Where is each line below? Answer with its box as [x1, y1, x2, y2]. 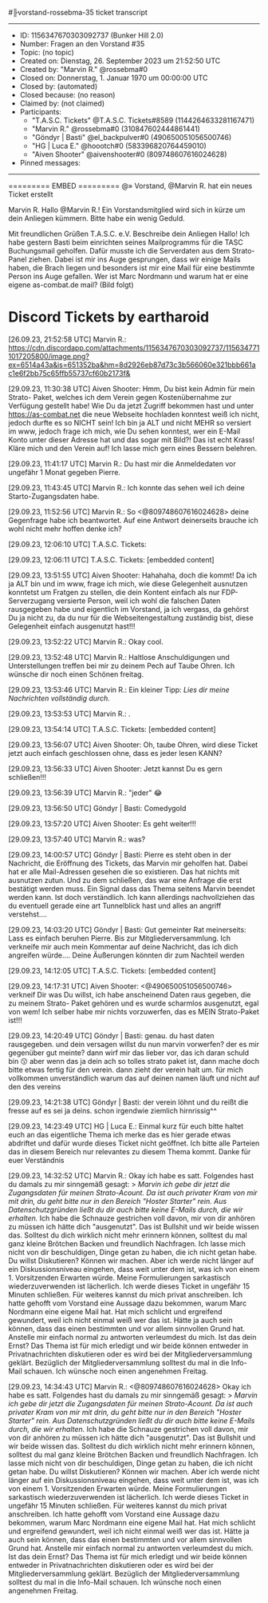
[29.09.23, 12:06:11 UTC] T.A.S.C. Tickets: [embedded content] [8, 554, 215, 564]
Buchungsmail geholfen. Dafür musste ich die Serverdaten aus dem [8, 246, 231, 255]
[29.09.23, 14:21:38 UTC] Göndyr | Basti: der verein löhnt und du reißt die [8, 1097, 249, 1107]
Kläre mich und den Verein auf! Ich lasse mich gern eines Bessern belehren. [8, 443, 258, 453]
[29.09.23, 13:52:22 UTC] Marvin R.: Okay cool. [8, 637, 164, 646]
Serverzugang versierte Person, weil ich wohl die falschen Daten [8, 596, 221, 606]
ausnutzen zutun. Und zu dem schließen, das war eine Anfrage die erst [8, 875, 242, 885]
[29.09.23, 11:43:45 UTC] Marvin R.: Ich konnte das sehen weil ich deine [8, 482, 245, 492]
